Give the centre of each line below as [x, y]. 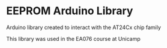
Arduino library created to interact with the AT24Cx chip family [83, 27]
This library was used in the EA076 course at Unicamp [74, 39]
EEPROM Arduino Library [70, 11]
